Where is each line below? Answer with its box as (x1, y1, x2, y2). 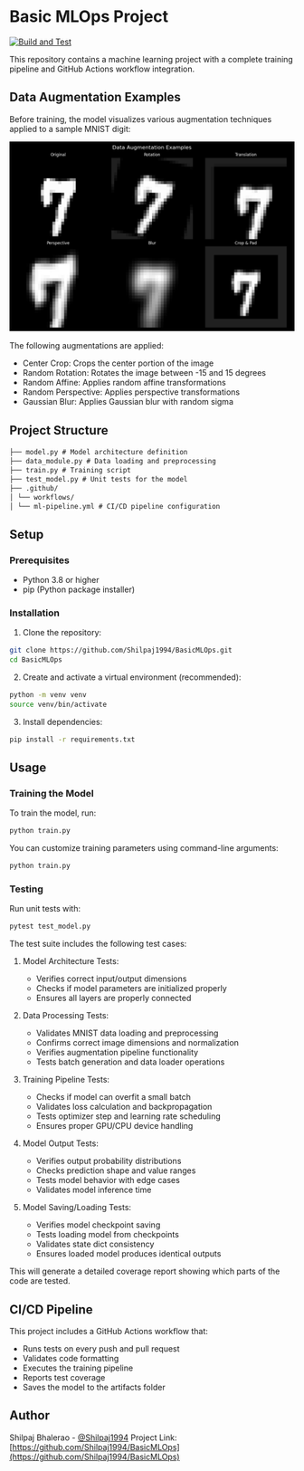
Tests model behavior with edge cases (35, 1175, 181, 1186)
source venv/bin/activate (9, 700, 107, 709)
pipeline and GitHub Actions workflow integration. (9, 63, 195, 74)
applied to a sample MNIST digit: (9, 123, 131, 134)
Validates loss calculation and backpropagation (35, 1102, 213, 1113)
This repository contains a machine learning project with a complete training (9, 53, 294, 64)
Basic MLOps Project (9, 6, 169, 27)
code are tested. (9, 1275, 71, 1286)
